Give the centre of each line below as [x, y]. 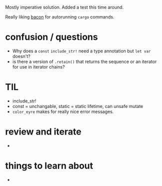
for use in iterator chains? [39, 66]
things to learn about [49, 166]
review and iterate [43, 132]
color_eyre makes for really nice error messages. [63, 111]
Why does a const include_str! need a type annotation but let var [81, 51]
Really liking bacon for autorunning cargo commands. [60, 17]
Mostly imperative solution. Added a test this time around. [64, 7]
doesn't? [21, 56]
